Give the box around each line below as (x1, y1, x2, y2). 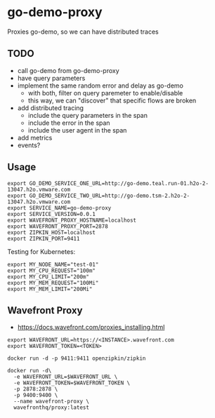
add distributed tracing (17, 103, 84, 112)
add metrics (17, 133, 53, 142)
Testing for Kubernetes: (7, 247, 76, 256)
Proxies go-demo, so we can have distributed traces (7, 27, 159, 36)
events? (17, 141, 41, 149)
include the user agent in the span (27, 126, 127, 134)
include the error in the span (27, 119, 110, 127)
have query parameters (17, 74, 86, 82)
